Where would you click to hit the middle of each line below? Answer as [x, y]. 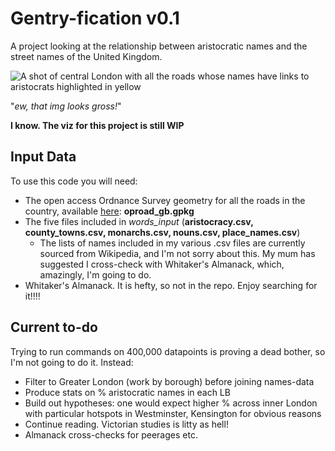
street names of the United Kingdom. [86, 56]
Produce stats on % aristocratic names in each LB [127, 392]
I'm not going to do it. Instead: [72, 362]
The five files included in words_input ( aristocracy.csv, [139, 221]
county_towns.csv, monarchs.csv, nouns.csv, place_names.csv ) [162, 232]
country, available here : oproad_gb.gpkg [109, 211]
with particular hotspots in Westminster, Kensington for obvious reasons [173, 413]
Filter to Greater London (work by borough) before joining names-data [169, 381]
